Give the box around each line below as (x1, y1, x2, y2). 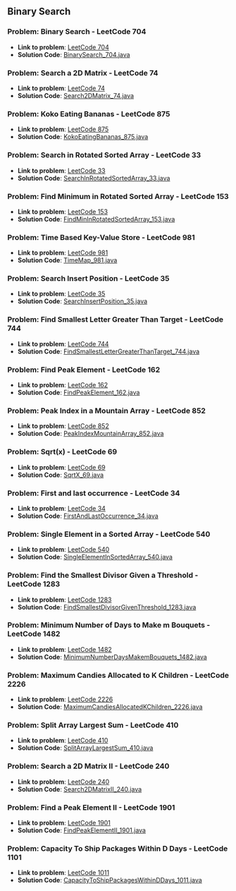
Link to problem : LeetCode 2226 (17, 695, 113, 704)
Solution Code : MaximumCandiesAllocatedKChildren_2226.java (17, 703, 203, 711)
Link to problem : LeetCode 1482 (17, 645, 113, 653)
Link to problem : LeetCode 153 (17, 207, 108, 216)
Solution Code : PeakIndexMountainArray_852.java (17, 430, 164, 438)
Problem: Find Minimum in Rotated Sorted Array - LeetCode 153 (7, 191, 229, 201)
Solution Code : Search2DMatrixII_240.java (17, 784, 142, 793)
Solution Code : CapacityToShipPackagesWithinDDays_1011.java (17, 876, 202, 885)
